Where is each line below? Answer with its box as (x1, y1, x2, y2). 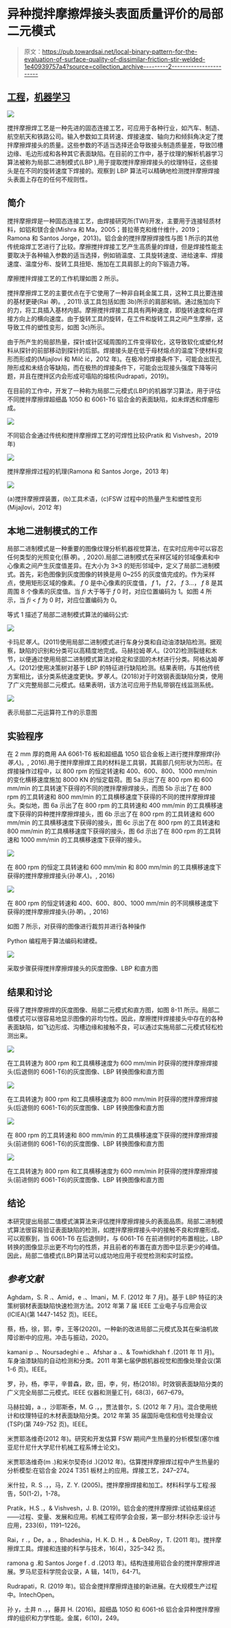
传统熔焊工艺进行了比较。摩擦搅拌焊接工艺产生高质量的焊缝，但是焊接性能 (7, 242, 217, 250)
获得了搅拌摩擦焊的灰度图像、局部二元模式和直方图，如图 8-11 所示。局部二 (7, 1006, 221, 1014)
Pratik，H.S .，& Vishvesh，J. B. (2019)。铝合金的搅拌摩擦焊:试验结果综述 (7, 1504, 216, 1512)
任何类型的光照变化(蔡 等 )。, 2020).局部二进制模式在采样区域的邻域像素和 (7, 553, 215, 561)
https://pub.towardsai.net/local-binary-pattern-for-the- (42, 47, 197, 56)
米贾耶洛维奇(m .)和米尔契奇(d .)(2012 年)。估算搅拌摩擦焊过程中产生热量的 (7, 1457, 219, 1465)
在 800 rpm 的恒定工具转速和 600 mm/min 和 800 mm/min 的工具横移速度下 (7, 863, 221, 871)
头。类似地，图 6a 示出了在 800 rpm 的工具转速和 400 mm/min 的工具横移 (7, 801, 217, 810)
